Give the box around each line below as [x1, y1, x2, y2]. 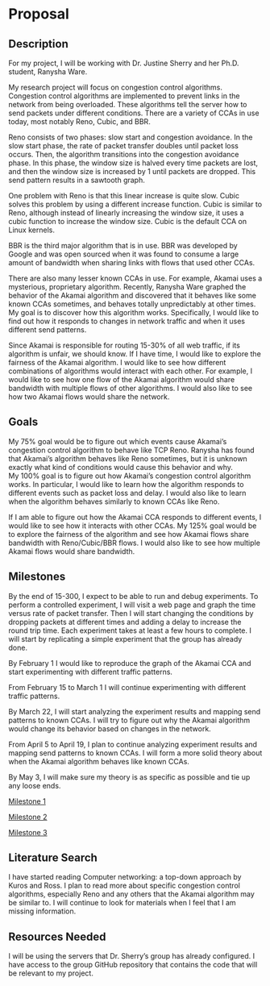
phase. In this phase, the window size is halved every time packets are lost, [8, 158, 259, 168]
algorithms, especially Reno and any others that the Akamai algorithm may [8, 889, 255, 899]
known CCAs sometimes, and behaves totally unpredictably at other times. [8, 299, 256, 309]
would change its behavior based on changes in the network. [8, 723, 211, 734]
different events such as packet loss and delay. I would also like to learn [8, 488, 247, 497]
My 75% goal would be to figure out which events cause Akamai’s [8, 436, 227, 446]
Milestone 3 [8, 827, 48, 837]
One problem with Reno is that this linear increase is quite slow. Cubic [8, 191, 240, 200]
